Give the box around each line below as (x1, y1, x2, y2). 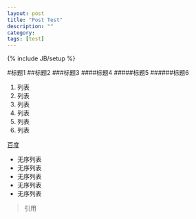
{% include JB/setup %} (7, 54, 76, 62)
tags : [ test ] (7, 36, 45, 43)
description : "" (7, 23, 54, 30)
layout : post (7, 10, 45, 17)
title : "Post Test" (7, 16, 63, 23)
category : (7, 29, 36, 36)
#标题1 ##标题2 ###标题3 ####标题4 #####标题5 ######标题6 (7, 69, 189, 77)
